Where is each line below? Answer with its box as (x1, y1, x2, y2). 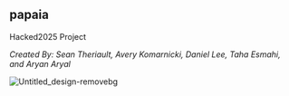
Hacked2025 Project (9, 31, 87, 42)
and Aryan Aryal (9, 58, 71, 69)
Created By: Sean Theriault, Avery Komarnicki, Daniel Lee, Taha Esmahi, (9, 49, 281, 60)
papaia (9, 7, 50, 23)
